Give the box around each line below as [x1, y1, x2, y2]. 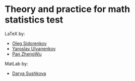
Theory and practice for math [5, 3, 130, 15]
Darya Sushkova [12, 70, 46, 76]
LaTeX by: [5, 30, 26, 36]
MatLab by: [5, 60, 28, 66]
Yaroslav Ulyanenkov [12, 45, 56, 51]
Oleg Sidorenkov [12, 40, 47, 46]
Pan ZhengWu [12, 51, 42, 57]
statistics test [5, 14, 63, 25]
